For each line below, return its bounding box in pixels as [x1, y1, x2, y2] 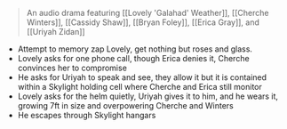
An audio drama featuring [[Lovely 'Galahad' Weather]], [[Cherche [26, 8, 269, 18]
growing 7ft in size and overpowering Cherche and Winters [17, 101, 234, 110]
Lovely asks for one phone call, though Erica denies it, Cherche [17, 53, 251, 63]
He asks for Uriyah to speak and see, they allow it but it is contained [17, 72, 267, 83]
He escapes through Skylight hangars [17, 110, 156, 120]
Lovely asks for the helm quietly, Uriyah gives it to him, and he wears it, [17, 91, 278, 101]
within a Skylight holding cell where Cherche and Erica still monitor [17, 82, 262, 92]
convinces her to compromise [17, 62, 127, 73]
